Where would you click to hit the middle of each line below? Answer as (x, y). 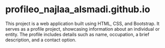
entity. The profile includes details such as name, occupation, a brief (77, 34)
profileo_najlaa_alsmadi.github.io (78, 9)
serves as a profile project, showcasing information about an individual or (82, 29)
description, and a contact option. (41, 40)
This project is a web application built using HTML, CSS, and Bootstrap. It (82, 23)
